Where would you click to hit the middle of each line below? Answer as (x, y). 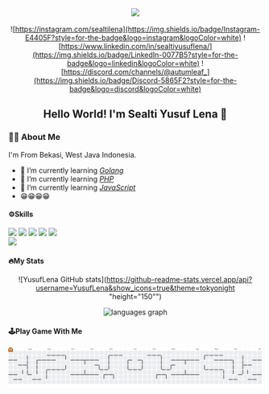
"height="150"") (135, 297)
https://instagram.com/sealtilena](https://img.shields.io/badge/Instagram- (137, 29)
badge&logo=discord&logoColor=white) (135, 89)
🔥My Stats (26, 261)
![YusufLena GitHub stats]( (62, 280)
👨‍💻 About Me (34, 137)
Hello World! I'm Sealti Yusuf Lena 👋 (135, 115)
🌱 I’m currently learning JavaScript (78, 187)
